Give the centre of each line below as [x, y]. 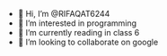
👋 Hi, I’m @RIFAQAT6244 [64, 14]
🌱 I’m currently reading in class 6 [79, 32]
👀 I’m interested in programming [77, 23]
